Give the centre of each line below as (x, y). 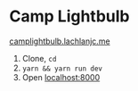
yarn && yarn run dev (62, 69)
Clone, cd (39, 58)
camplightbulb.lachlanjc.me (60, 41)
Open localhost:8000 (61, 77)
